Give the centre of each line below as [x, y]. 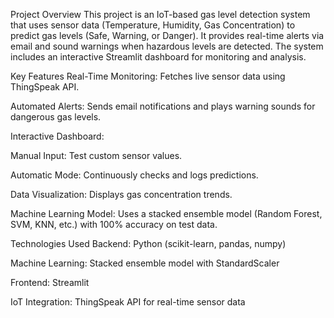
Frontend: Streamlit [50, 282]
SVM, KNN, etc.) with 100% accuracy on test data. [114, 224]
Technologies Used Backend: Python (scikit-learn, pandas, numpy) [148, 243]
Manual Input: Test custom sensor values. [96, 155]
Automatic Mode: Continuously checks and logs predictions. [134, 175]
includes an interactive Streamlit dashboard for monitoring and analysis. [158, 57]
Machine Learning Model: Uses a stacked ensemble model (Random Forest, [166, 213]
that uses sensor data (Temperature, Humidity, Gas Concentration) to [153, 25]
